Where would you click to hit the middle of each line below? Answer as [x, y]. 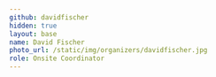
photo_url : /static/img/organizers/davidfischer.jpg [108, 50]
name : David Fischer [47, 42]
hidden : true [33, 26]
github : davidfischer [49, 17]
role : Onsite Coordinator [57, 58]
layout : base [33, 34]
